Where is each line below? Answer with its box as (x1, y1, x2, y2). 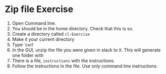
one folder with (12, 52, 44, 58)
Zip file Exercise (5, 4, 74, 15)
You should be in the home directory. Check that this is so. (12, 25, 134, 31)
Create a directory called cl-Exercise (12, 31, 90, 37)
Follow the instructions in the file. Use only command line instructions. (12, 63, 158, 69)
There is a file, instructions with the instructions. (12, 57, 115, 63)
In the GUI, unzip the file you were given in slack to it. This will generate (12, 47, 161, 53)
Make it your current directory (12, 36, 75, 42)
